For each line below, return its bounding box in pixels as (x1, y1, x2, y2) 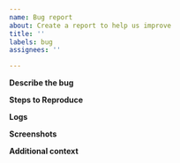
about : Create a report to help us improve (9, 21, 172, 30)
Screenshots (9, 129, 57, 139)
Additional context (9, 146, 79, 157)
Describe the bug (9, 78, 74, 88)
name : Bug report (9, 12, 73, 22)
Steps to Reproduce (9, 94, 84, 106)
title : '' (9, 29, 46, 38)
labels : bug (9, 37, 53, 47)
